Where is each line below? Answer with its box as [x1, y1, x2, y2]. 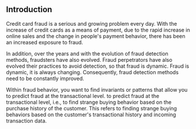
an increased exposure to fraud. [6, 39, 84, 46]
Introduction [6, 5, 53, 15]
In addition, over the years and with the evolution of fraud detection [6, 50, 169, 57]
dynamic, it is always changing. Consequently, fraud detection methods [6, 68, 179, 75]
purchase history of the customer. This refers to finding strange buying [6, 104, 177, 111]
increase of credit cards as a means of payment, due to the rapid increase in [6, 26, 190, 33]
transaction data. [6, 117, 47, 124]
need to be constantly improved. [6, 75, 84, 82]
